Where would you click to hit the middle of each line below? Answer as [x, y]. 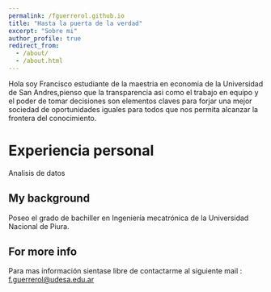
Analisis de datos [37, 173]
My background [49, 198]
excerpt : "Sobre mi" [43, 31]
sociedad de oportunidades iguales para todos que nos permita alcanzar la [133, 109]
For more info [43, 252]
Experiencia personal [81, 151]
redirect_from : [34, 46]
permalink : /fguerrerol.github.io [67, 16]
